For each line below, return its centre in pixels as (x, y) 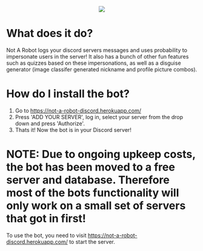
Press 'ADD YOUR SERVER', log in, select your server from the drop (99, 117)
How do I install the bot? (68, 94)
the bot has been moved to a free (91, 167)
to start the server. (92, 241)
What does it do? (50, 34)
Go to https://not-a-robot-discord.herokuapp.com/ (78, 110)
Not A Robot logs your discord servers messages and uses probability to (97, 50)
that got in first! (46, 219)
